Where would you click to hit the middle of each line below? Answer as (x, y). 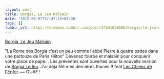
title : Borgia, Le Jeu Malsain (37, 14)
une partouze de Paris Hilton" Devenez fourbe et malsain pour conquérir (78, 56)
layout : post (18, 10)
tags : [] (14, 23)
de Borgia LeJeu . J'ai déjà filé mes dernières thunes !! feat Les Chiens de (79, 67)
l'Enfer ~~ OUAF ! (23, 72)
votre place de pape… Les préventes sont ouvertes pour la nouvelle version (81, 61)
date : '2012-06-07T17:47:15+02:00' (41, 19)
